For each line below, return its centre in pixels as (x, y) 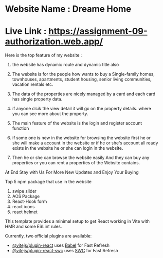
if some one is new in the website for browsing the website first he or (81, 138)
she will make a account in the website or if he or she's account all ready (85, 143)
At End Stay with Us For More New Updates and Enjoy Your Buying (72, 172)
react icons (23, 207)
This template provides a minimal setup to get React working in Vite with (77, 221)
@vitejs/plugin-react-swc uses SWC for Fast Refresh (65, 251)
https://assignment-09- (98, 31)
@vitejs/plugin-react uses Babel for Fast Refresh (61, 245)
